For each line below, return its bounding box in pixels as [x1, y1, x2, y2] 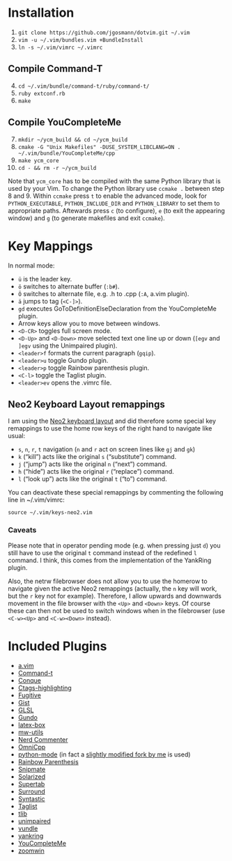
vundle [17, 824, 38, 832]
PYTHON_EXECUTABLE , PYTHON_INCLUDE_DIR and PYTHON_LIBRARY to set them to [8, 199, 220, 207]
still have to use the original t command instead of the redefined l [8, 548, 197, 557]
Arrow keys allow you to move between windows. [17, 319, 161, 327]
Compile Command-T [8, 63, 103, 75]
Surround [17, 787, 46, 796]
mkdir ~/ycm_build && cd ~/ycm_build [17, 136, 128, 143]
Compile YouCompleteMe [8, 116, 121, 128]
